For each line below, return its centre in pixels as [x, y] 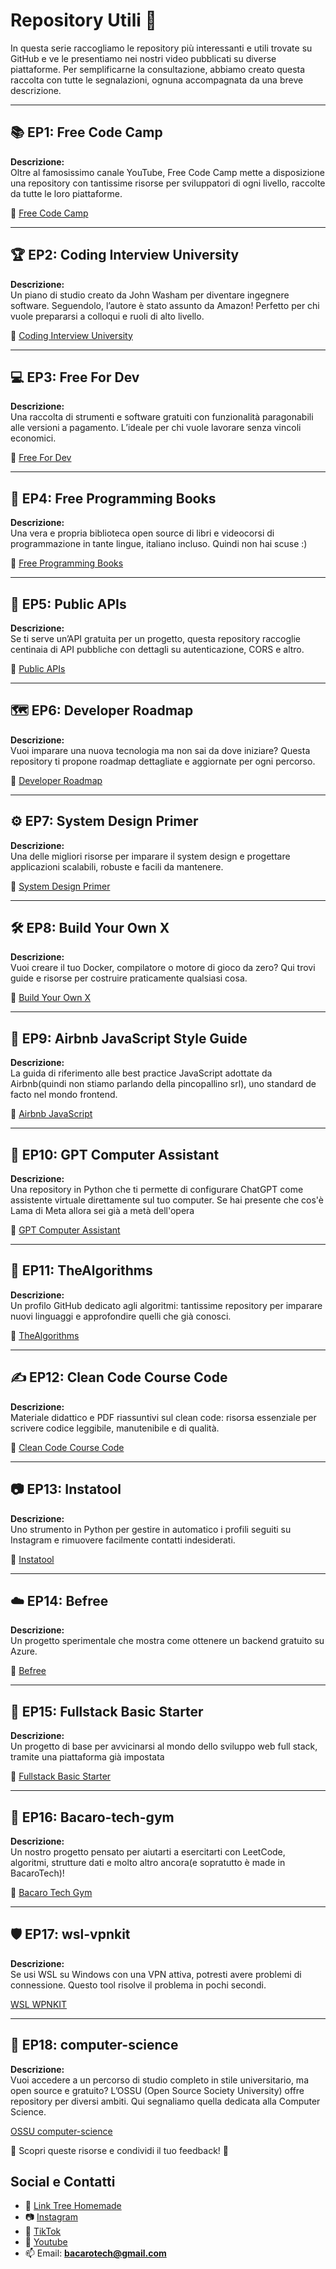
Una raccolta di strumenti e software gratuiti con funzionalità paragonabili [162, 417]
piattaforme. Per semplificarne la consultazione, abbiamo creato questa [158, 69]
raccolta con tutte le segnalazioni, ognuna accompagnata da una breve [157, 80]
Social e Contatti [63, 2181]
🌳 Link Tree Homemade [73, 2206]
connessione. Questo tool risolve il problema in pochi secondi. [138, 1985]
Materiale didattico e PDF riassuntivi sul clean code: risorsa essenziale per [163, 1417]
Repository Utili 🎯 [83, 20]
